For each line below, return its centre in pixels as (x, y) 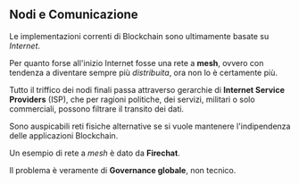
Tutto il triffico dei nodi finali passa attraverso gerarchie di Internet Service (147, 89)
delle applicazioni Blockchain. (64, 135)
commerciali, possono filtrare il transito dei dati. (97, 109)
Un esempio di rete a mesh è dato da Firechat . (95, 153)
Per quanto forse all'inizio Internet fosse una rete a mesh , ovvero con (137, 63)
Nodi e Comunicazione (74, 15)
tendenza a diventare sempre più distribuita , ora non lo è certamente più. (144, 72)
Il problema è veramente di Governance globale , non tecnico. (123, 170)
